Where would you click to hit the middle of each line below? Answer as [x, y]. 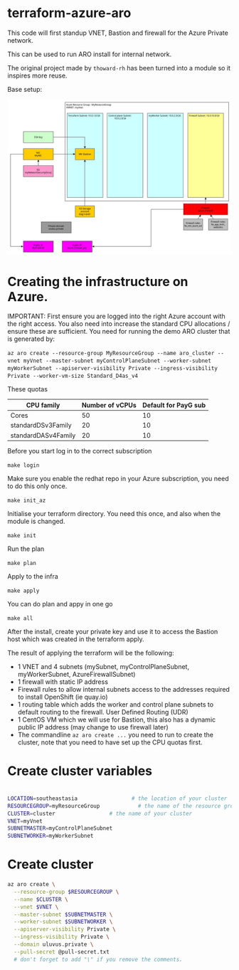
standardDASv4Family [43, 435]
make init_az [27, 501]
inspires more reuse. [37, 75]
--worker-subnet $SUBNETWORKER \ [63, 922]
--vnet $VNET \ [36, 907]
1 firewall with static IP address [63, 682]
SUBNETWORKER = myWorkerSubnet [51, 836]
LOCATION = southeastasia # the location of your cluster [117, 798]
